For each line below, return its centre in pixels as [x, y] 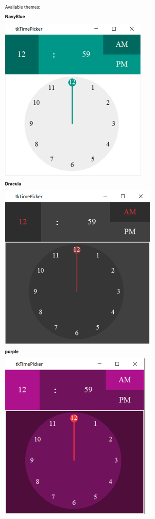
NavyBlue [15, 16]
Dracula [13, 184]
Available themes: [23, 7]
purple [12, 352]
